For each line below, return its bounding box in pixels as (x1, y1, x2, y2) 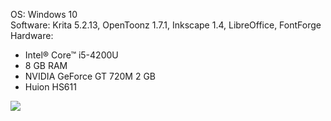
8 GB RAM (24, 60, 68, 71)
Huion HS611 (24, 81, 77, 93)
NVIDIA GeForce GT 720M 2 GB (24, 70, 157, 82)
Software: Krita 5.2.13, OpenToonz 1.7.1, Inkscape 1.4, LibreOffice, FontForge (10, 19, 322, 31)
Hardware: (10, 30, 54, 41)
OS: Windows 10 (10, 9, 78, 20)
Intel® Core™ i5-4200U (24, 49, 119, 61)
